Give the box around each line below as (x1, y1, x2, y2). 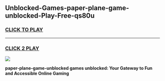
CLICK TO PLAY (5, 27, 43, 33)
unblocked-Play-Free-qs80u (5, 12, 95, 20)
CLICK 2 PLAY (5, 45, 39, 52)
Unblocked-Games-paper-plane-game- (5, 4, 129, 12)
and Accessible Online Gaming (5, 70, 69, 76)
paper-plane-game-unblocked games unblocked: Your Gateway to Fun (5, 65, 153, 71)
